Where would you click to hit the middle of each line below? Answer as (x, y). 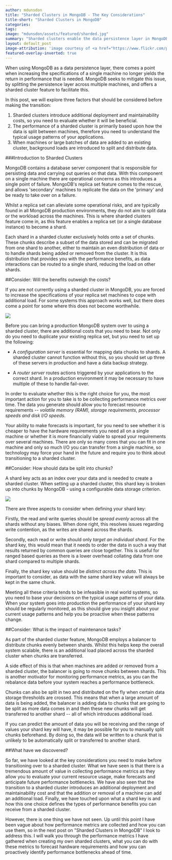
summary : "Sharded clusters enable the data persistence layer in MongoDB (87, 39)
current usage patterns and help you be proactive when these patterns (80, 614)
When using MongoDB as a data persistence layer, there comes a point (80, 68)
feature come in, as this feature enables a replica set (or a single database (83, 221)
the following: (20, 342)
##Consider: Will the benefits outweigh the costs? (58, 279)
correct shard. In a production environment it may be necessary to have (88, 378)
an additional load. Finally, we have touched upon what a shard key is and (83, 798)
